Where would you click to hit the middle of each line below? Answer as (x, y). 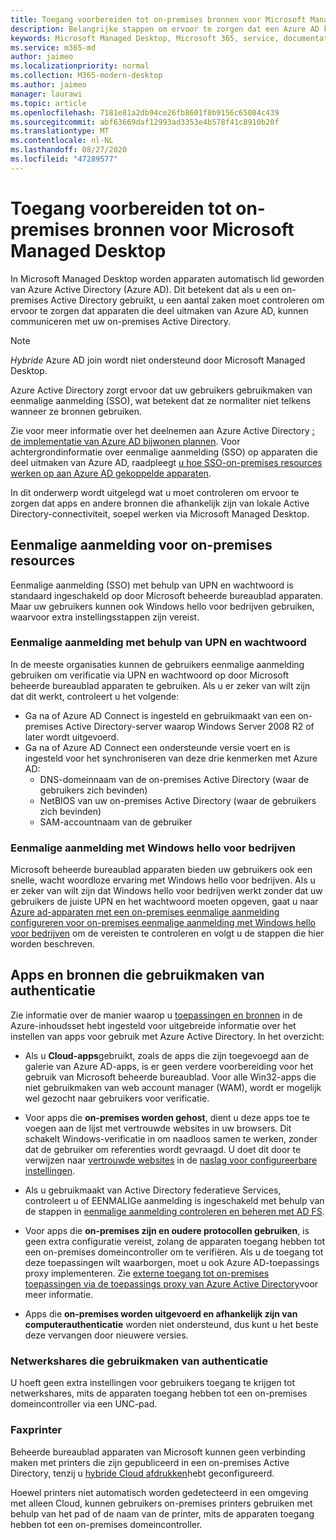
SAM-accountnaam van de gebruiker (116, 822)
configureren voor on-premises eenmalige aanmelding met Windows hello (163, 923)
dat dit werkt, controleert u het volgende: (95, 696)
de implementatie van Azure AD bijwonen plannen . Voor (125, 441)
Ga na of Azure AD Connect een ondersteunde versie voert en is (157, 747)
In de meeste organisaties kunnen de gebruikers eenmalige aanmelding (157, 664)
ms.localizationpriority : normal (80, 66)
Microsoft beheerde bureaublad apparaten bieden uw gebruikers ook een (161, 870)
